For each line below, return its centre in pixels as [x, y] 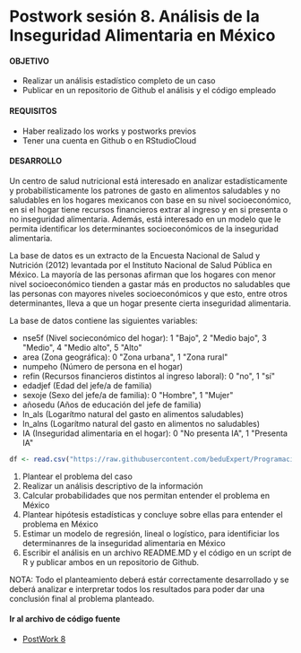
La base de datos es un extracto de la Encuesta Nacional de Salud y [135, 255]
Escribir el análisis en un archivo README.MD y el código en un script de [157, 553]
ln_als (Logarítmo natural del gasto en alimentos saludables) [133, 414]
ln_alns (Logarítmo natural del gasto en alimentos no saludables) [141, 423]
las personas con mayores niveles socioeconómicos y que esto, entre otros [149, 293]
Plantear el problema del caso [77, 476]
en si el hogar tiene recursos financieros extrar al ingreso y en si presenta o [149, 209]
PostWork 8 [44, 639]
